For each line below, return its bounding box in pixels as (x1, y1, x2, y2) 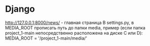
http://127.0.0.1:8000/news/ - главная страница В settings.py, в (5, 20, 134, 25)
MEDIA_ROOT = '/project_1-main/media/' (5, 35, 88, 41)
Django (5, 3, 35, 15)
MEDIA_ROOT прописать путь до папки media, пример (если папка (5, 24, 146, 30)
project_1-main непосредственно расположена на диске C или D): (5, 30, 143, 36)
